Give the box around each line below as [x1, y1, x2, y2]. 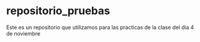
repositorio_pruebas [6, 4, 111, 18]
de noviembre [6, 30, 41, 37]
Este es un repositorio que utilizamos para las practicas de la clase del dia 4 [6, 24, 194, 31]
